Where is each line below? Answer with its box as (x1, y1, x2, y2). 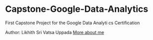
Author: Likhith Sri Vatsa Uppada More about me (5, 29, 104, 35)
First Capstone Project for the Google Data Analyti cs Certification (5, 20, 140, 26)
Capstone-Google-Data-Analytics (5, 3, 149, 15)
